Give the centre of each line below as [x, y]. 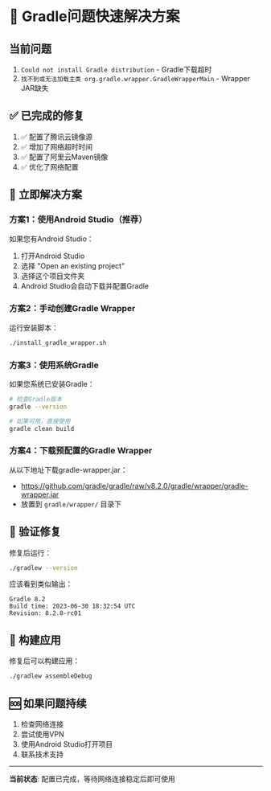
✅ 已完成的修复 [47, 116]
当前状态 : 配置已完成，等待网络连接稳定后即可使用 [92, 779]
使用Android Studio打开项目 [67, 744]
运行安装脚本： [34, 327]
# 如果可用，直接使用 [40, 421]
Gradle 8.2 [27, 600]
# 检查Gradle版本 [36, 399]
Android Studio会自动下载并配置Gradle [85, 285]
